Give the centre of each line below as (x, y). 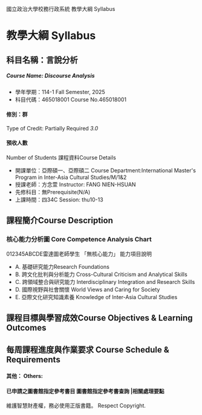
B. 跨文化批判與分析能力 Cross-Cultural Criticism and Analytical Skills (101, 274)
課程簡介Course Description (60, 221)
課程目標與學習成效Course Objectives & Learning (99, 318)
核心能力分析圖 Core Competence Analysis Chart (79, 240)
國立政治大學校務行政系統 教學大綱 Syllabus (61, 9)
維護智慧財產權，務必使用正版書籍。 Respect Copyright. (76, 406)
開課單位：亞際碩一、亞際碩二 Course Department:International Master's (106, 170)
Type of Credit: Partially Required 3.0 (52, 128)
